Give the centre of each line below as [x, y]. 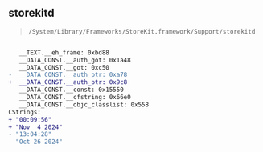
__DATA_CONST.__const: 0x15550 [72, 90]
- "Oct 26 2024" [35, 142]
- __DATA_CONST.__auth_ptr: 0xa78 [68, 75]
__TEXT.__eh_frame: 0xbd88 [64, 52]
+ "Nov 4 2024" [35, 127]
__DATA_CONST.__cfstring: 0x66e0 [75, 98]
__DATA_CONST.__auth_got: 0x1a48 [75, 60]
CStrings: [25, 112]
